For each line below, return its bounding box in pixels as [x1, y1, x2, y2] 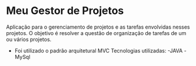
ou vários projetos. [6, 36, 52, 43]
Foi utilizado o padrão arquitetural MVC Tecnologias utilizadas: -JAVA [14, 47, 183, 54]
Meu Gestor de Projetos [6, 4, 124, 18]
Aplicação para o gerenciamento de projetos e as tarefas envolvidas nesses [6, 23, 190, 30]
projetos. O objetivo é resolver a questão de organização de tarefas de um [6, 29, 187, 36]
